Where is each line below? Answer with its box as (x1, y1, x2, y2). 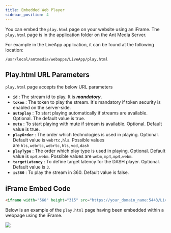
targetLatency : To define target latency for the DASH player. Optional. (12, 159, 160, 165)
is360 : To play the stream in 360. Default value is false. (12, 169, 129, 176)
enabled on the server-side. (12, 105, 71, 111)
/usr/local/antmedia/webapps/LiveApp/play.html (5, 56, 108, 62)
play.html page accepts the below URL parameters (5, 84, 113, 90)
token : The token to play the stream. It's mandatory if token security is (12, 99, 161, 105)
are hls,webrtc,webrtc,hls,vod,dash (12, 142, 90, 149)
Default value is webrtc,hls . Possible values (12, 137, 105, 143)
